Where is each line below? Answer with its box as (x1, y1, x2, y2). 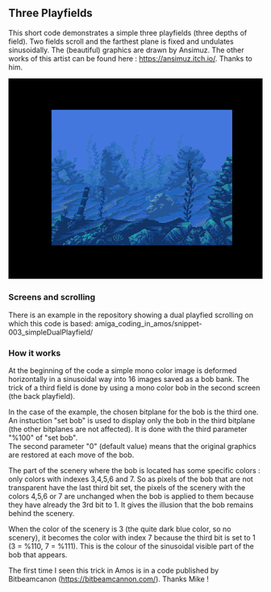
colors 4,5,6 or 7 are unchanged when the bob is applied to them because (8, 492, 254, 501)
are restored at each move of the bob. (8, 450, 135, 460)
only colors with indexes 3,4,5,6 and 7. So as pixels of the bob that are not (8, 474, 254, 484)
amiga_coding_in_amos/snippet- (94, 318, 202, 328)
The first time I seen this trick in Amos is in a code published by (8, 565, 219, 575)
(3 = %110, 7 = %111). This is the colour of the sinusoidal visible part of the (8, 541, 254, 551)
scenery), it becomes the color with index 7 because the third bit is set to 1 (8, 533, 256, 542)
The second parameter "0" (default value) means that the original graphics (8, 442, 256, 451)
